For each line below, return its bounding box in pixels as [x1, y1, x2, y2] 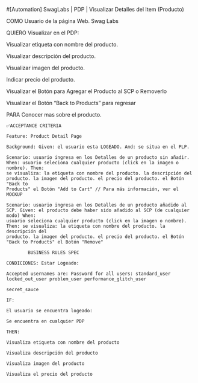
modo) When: [6, 213, 36, 219]
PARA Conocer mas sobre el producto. [6, 111, 102, 118]
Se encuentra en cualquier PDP [6, 318, 85, 324]
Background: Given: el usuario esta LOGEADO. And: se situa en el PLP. [6, 144, 190, 150]
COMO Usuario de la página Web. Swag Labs [6, 18, 119, 24]
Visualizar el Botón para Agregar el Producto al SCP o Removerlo [6, 88, 167, 95]
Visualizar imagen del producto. [6, 64, 85, 71]
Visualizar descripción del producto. [6, 53, 96, 60]
